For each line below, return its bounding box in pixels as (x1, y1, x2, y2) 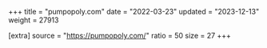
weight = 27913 (8, 15, 59, 25)
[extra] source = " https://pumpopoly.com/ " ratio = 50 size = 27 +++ (8, 31, 232, 40)
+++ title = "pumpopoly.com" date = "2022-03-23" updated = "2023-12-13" (8, 7, 260, 16)
